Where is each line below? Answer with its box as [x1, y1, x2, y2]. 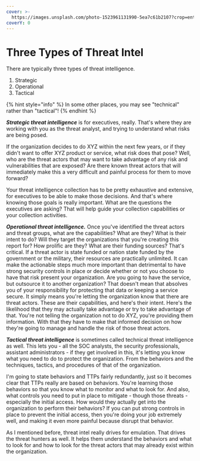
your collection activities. [6, 212, 68, 219]
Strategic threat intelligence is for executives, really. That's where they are [6, 119, 192, 126]
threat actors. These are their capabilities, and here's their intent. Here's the [6, 299, 192, 307]
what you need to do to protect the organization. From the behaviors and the [6, 355, 193, 363]
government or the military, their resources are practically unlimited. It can [6, 255, 188, 262]
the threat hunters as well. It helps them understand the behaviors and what [6, 435, 192, 443]
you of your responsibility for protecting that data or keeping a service [6, 287, 179, 294]
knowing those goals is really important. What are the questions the [6, 199, 171, 206]
